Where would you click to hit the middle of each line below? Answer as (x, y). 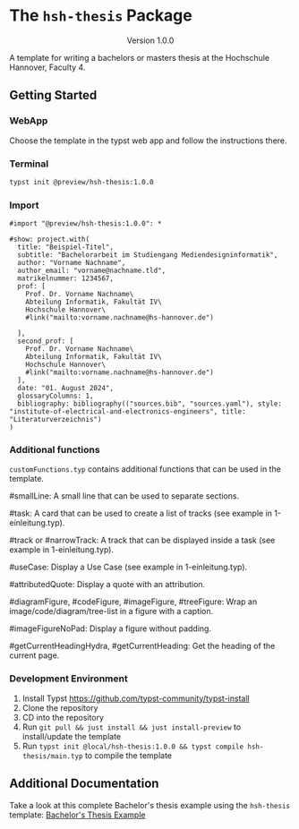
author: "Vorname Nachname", (72, 263)
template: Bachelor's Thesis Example (77, 815)
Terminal (29, 164)
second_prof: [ (46, 341)
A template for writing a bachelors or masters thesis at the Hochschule (140, 57)
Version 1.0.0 (150, 40)
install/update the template (72, 736)
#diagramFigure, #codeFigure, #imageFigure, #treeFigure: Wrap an (133, 602)
